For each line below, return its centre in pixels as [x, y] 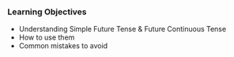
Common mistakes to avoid [63, 46]
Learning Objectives [47, 12]
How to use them [47, 37]
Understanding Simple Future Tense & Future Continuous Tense [123, 29]
